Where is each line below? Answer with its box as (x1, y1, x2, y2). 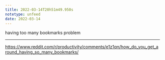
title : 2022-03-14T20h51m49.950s (5, 7, 74, 12)
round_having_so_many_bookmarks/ (5, 49, 79, 55)
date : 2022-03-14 (5, 16, 41, 21)
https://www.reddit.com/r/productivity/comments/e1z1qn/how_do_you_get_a (5, 44, 159, 50)
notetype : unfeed (5, 12, 41, 17)
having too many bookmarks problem (5, 30, 81, 36)
